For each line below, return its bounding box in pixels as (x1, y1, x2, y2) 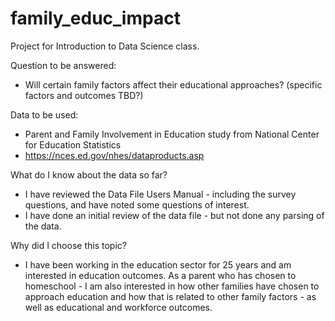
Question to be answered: (10, 59, 117, 71)
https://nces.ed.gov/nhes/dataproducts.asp (24, 149, 205, 161)
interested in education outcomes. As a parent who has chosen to (24, 269, 297, 281)
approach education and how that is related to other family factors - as (24, 290, 317, 302)
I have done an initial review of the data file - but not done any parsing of (24, 209, 325, 221)
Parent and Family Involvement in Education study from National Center (24, 128, 320, 140)
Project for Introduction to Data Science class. (10, 40, 200, 52)
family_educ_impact (10, 7, 181, 30)
